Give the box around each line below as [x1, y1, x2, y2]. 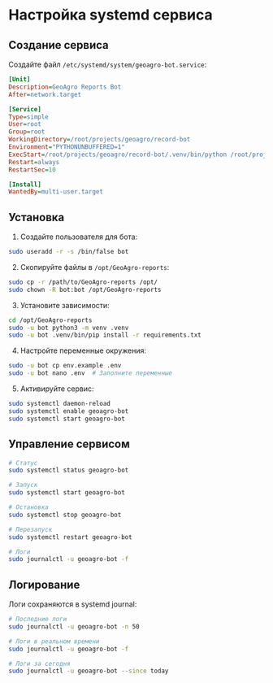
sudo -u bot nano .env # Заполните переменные [8, 369, 173, 377]
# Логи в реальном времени [8, 637, 100, 646]
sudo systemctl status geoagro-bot [8, 466, 129, 475]
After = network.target [8, 90, 82, 98]
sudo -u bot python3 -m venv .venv [8, 324, 129, 332]
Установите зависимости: [19, 300, 110, 310]
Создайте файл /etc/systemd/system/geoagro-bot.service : [8, 59, 207, 69]
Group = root [8, 128, 45, 136]
